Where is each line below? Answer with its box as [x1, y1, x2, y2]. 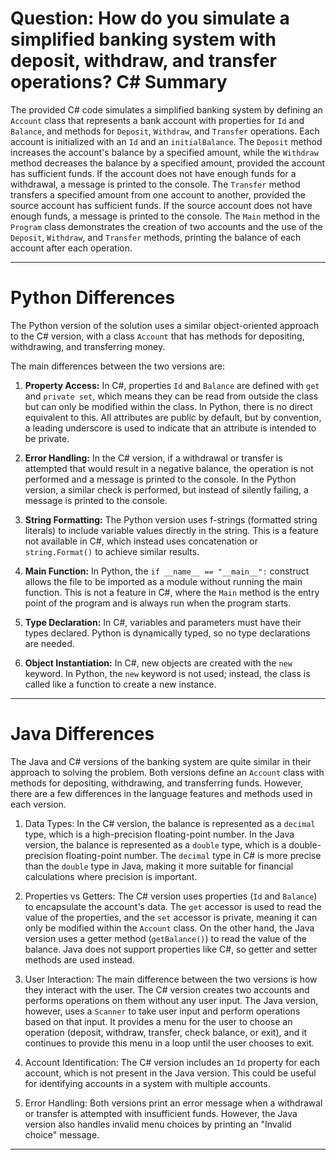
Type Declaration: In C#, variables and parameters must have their [24, 616, 302, 628]
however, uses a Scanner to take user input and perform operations [24, 1005, 301, 1017]
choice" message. [24, 1128, 100, 1141]
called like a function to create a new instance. [24, 678, 217, 690]
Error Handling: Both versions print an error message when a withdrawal [24, 1097, 323, 1109]
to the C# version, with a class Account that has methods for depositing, [10, 330, 305, 342]
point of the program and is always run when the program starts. [24, 597, 292, 609]
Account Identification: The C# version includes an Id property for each [24, 1056, 321, 1068]
